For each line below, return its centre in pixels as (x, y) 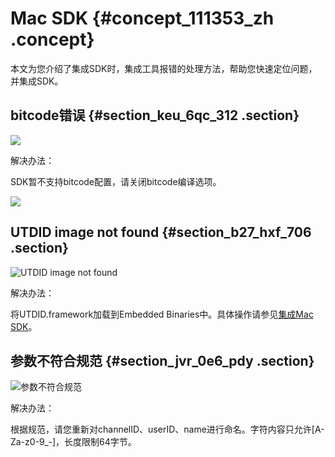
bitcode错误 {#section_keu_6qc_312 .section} (155, 115)
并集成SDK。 (37, 81)
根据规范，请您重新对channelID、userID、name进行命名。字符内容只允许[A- (167, 429)
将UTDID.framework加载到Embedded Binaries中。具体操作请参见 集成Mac (162, 314)
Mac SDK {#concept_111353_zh (142, 18)
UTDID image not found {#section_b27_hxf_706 (161, 232)
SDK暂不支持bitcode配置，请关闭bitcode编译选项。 (116, 181)
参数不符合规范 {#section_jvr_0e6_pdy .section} (162, 360)
